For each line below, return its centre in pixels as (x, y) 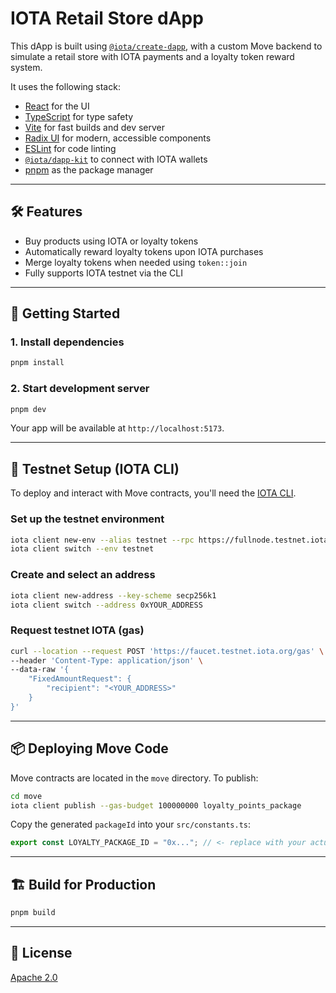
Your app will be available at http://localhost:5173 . (117, 428)
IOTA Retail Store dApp (107, 18)
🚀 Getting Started (65, 313)
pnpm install (37, 363)
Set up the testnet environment (87, 519)
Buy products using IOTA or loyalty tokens (111, 241)
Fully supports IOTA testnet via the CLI (103, 273)
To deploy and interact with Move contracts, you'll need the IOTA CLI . (153, 493)
